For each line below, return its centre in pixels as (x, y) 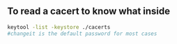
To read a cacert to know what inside (89, 11)
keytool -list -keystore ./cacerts (59, 27)
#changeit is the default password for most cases (82, 34)
